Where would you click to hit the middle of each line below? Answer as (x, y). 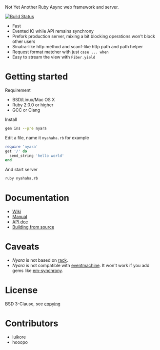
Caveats (22, 247)
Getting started (37, 77)
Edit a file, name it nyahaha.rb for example (47, 137)
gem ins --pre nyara (26, 128)
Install (11, 119)
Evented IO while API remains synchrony (53, 31)
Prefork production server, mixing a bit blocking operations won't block (83, 36)
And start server (21, 170)
